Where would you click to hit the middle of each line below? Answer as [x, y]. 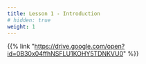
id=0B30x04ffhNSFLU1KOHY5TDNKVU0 [65, 54]
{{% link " [21, 47]
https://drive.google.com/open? [80, 47]
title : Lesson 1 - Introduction [54, 14]
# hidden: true [29, 20]
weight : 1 [21, 26]
